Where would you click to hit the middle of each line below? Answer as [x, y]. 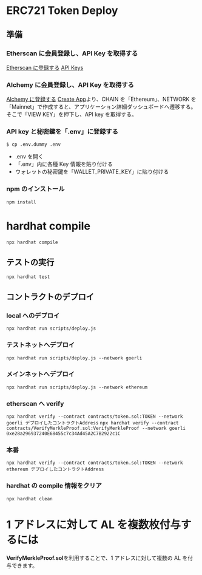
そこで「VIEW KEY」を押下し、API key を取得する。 [72, 114]
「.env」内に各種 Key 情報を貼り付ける [64, 164]
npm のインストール [35, 189]
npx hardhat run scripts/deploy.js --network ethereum [77, 387]
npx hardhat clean [29, 498]
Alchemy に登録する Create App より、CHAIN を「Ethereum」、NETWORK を [101, 99]
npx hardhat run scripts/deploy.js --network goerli [74, 358]
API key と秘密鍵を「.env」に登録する [62, 132]
